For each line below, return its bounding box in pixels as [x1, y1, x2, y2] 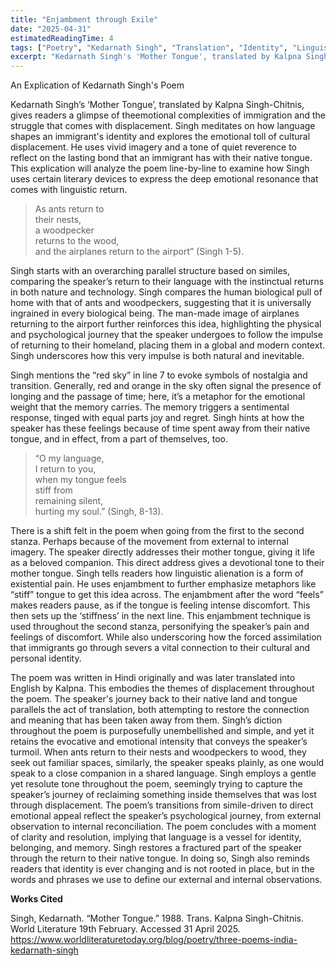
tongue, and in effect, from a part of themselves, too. [10, 433, 229, 445]
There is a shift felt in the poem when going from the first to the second [10, 525, 305, 537]
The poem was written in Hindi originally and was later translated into [10, 672, 296, 684]
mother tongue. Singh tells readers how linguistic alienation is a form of [10, 567, 304, 580]
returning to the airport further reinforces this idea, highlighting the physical [10, 318, 322, 330]
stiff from [34, 484, 73, 496]
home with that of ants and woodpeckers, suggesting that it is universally [10, 297, 312, 309]
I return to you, [34, 463, 97, 475]
